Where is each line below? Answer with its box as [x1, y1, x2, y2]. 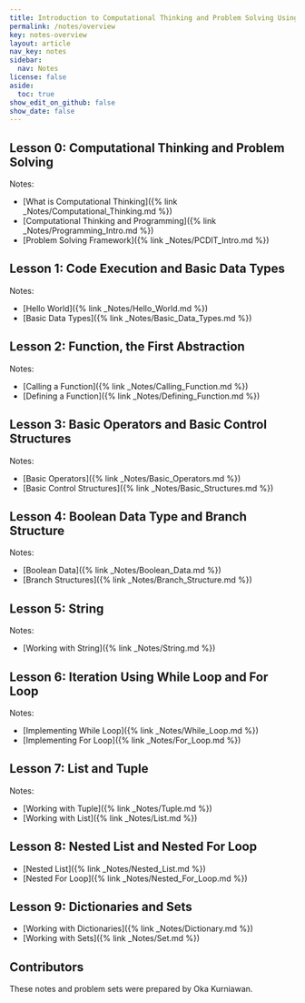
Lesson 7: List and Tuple [9, 761, 149, 776]
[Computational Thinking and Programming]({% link [22, 216, 216, 227]
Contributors [9, 959, 84, 975]
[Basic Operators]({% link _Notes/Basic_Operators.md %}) [22, 472, 241, 483]
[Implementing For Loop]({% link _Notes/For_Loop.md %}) [22, 735, 241, 745]
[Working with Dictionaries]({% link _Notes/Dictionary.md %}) [22, 923, 254, 934]
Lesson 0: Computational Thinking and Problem [9, 140, 285, 156]
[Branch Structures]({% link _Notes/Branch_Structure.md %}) [22, 574, 252, 585]
